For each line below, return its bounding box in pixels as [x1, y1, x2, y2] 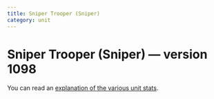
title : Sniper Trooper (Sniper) [7, 10, 100, 17]
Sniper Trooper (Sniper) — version [7, 46, 208, 62]
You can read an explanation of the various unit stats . [7, 84, 159, 92]
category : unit [7, 17, 51, 24]
